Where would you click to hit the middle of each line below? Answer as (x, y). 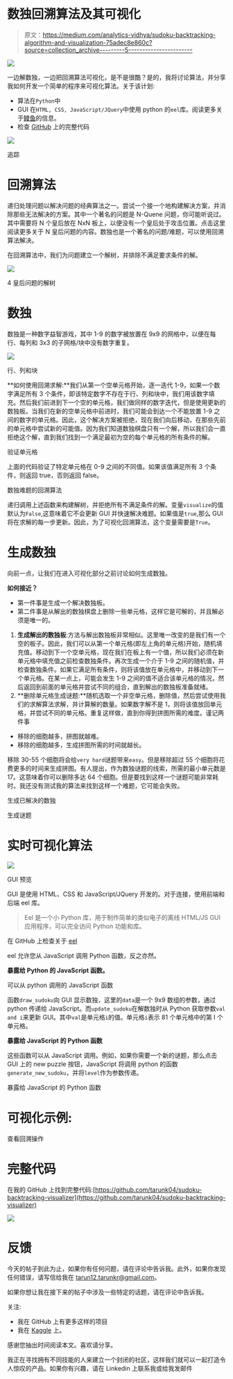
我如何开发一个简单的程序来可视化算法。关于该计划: (81, 86)
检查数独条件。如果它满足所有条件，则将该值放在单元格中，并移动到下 (118, 669)
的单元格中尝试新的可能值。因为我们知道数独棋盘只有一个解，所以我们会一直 (116, 428)
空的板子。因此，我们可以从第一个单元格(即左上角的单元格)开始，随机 (117, 643)
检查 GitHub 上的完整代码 (53, 126)
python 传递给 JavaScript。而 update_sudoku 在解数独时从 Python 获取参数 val (116, 1008)
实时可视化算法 (50, 845)
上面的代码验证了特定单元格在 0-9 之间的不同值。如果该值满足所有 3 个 (109, 466)
